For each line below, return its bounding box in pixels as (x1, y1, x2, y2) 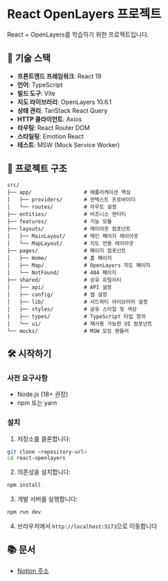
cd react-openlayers (7, 454, 67, 461)
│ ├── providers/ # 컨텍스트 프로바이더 (7, 196, 136, 203)
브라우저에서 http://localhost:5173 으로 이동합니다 (16, 522, 158, 530)
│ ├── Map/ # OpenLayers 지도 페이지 (7, 262, 151, 269)
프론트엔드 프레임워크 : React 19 (16, 72, 101, 80)
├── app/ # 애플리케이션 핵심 (7, 188, 131, 196)
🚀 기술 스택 (7, 52, 51, 64)
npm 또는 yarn (16, 399, 57, 407)
